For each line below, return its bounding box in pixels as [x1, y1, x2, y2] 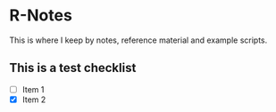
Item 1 [21, 84, 45, 94]
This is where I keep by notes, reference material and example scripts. [9, 35, 268, 45]
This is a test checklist [9, 60, 137, 76]
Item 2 [21, 94, 46, 105]
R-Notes [9, 5, 73, 26]
